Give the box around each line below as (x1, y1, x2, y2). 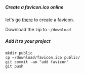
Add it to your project (5, 38, 51, 44)
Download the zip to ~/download (5, 26, 71, 32)
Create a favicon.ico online (5, 4, 64, 10)
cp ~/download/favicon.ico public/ (5, 55, 80, 60)
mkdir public (5, 50, 33, 55)
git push (5, 63, 24, 69)
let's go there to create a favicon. (5, 17, 74, 23)
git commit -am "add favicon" (5, 59, 69, 64)
